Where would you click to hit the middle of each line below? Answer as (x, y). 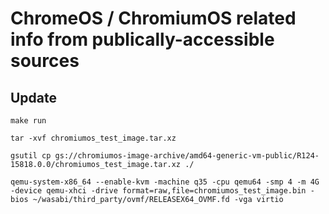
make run (28, 121)
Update (34, 97)
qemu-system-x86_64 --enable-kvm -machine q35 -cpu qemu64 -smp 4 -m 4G (165, 182)
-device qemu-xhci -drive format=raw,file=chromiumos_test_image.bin (158, 191)
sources (45, 61)
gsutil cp (31, 156)
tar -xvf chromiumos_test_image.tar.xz (93, 138)
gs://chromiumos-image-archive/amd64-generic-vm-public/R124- (187, 156)
